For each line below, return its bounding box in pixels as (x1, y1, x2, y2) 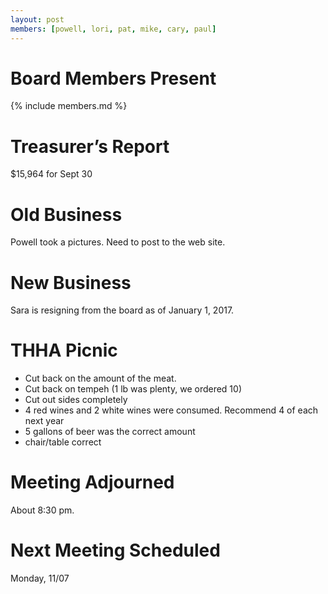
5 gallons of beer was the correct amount (24, 426, 196, 438)
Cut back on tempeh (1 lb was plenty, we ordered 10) (24, 383, 243, 395)
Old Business (10, 203, 123, 226)
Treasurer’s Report (10, 135, 170, 158)
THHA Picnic (10, 339, 118, 362)
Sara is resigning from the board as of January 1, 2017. (10, 304, 235, 316)
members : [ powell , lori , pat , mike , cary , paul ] (10, 24, 217, 34)
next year (24, 415, 65, 427)
